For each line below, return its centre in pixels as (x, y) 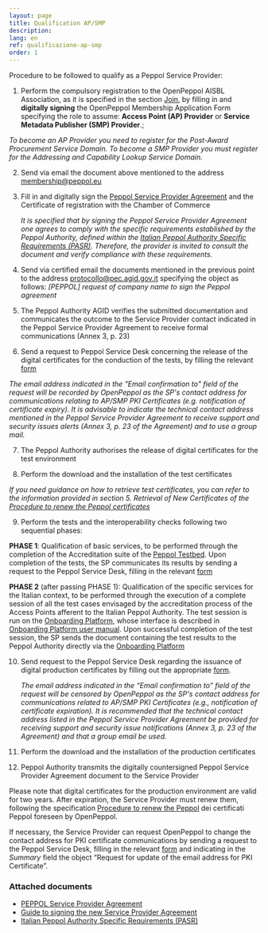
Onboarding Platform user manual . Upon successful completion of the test (131, 629)
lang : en (23, 38)
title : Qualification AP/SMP (57, 23)
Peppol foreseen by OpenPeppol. (63, 817)
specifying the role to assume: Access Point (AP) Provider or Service (135, 116)
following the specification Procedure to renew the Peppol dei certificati (127, 808)
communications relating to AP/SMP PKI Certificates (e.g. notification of (127, 401)
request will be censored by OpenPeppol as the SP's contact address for (140, 694)
